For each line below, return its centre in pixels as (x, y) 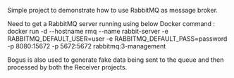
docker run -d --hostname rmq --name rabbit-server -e (88, 31)
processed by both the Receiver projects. (67, 67)
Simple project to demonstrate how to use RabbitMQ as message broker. (113, 10)
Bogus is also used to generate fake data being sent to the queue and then (116, 60)
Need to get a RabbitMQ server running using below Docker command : (111, 24)
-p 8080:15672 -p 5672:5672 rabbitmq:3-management (87, 46)
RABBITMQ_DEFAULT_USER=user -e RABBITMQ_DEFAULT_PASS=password (117, 39)
